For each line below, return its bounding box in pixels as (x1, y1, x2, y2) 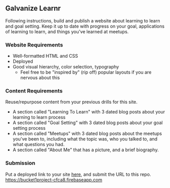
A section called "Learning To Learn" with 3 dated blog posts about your (12, 109, 165, 115)
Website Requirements (5, 41, 63, 48)
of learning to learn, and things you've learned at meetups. (5, 28, 129, 35)
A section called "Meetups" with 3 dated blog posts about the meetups (12, 130, 162, 137)
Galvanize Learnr (5, 4, 61, 13)
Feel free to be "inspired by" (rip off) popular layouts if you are (20, 69, 152, 76)
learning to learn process (12, 114, 66, 121)
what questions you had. (12, 142, 65, 148)
